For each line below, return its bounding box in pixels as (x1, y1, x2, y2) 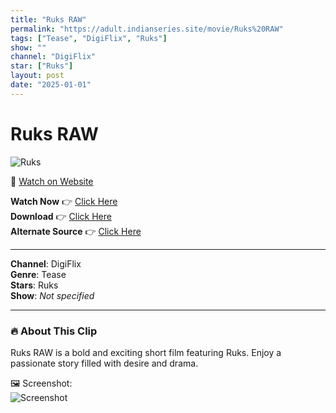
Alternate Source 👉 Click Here (10, 225, 142, 237)
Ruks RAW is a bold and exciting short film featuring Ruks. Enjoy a (10, 346, 282, 358)
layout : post (10, 71, 65, 81)
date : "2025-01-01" (10, 80, 92, 90)
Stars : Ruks (10, 279, 59, 291)
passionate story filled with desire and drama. (10, 357, 199, 369)
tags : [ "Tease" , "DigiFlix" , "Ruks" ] (10, 33, 168, 43)
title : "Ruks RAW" (10, 14, 87, 25)
